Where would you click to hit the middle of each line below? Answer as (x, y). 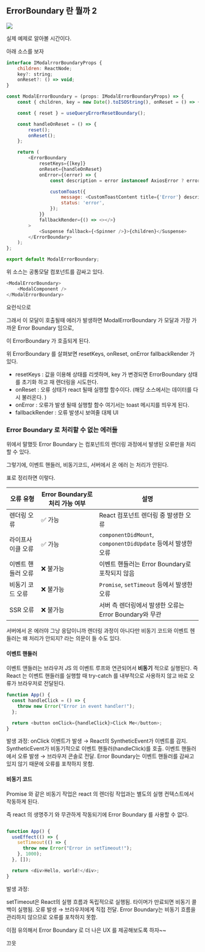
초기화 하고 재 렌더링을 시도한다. (60, 382)
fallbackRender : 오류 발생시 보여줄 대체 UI (67, 412)
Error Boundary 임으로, (46, 328)
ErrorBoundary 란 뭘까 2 (52, 11)
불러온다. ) (34, 397)
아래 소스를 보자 (25, 51)
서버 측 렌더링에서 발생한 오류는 (142, 605)
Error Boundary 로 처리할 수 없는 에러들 (62, 430)
